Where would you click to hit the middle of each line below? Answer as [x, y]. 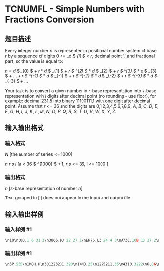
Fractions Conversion [50, 19]
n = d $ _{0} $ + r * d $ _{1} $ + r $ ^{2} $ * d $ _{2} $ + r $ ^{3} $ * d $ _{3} [81, 71]
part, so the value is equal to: [34, 61]
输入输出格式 [24, 128]
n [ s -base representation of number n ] [44, 188]
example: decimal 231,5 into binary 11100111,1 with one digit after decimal [78, 101]
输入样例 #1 [18, 230]
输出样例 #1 [18, 253]
